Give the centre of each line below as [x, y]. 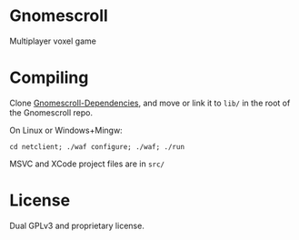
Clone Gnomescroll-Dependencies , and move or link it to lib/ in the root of [150, 103]
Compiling [49, 78]
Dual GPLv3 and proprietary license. [77, 225]
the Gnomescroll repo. [51, 112]
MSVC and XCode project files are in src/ [87, 164]
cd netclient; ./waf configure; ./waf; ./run [97, 146]
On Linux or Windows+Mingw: [66, 130]
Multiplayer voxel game [53, 41]
